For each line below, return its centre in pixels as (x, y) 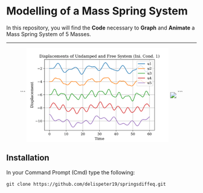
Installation (28, 158)
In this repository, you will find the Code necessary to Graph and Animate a (101, 28)
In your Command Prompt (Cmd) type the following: (71, 172)
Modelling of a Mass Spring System (97, 11)
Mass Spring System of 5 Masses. (49, 34)
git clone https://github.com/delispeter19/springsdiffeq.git (86, 184)
